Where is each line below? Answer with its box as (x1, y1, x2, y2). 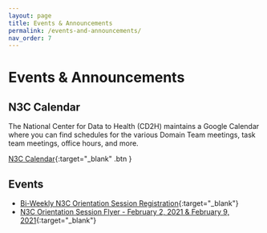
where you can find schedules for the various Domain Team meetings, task (8, 130, 257, 140)
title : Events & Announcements (8, 19, 113, 27)
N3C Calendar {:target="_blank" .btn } (8, 154, 132, 164)
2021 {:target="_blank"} (19, 215, 97, 225)
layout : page (8, 11, 52, 20)
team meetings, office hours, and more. (8, 139, 139, 148)
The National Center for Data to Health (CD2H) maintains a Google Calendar (8, 122, 260, 131)
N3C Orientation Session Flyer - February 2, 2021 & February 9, (19, 207, 230, 217)
